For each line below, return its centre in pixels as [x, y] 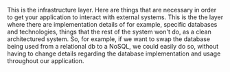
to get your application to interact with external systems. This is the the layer [115, 17]
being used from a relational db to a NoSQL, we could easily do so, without [113, 46]
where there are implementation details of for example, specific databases [112, 24]
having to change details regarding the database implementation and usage [114, 53]
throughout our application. [46, 61]
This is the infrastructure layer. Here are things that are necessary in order [112, 10]
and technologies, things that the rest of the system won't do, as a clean [109, 32]
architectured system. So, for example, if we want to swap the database [109, 39]
